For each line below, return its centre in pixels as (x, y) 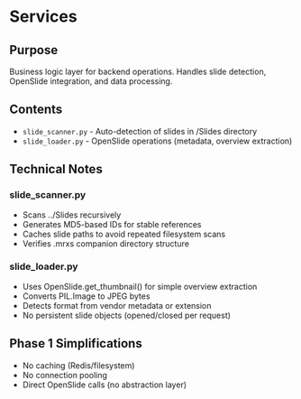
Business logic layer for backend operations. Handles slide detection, (138, 71)
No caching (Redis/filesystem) (78, 365)
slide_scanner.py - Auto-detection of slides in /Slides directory (140, 131)
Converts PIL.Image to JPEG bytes (86, 296)
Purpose (34, 50)
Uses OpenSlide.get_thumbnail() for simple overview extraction (140, 286)
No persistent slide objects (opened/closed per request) (127, 315)
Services (44, 17)
